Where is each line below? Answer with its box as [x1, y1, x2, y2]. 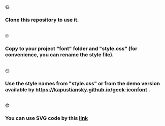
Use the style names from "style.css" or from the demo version [5, 80, 160, 87]
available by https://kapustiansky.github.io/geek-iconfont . [5, 86, 150, 93]
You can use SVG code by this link [5, 115, 88, 122]
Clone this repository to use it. [5, 16, 79, 23]
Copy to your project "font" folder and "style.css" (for [5, 45, 138, 52]
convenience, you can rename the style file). [5, 51, 114, 58]
